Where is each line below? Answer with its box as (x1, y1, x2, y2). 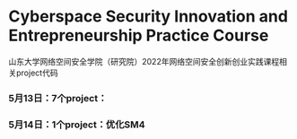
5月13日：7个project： (8, 91, 108, 104)
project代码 (15, 67, 59, 78)
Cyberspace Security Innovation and (8, 6, 289, 27)
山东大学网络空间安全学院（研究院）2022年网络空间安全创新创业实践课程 (8, 56, 280, 66)
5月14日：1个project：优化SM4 (8, 118, 145, 131)
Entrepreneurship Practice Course (8, 25, 269, 46)
